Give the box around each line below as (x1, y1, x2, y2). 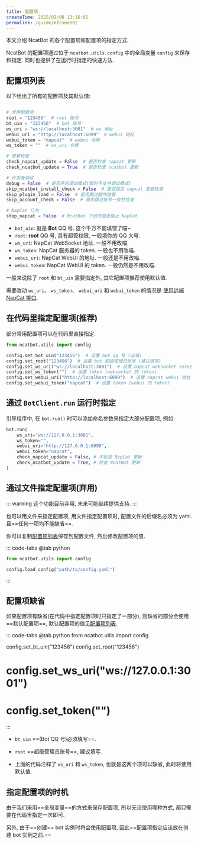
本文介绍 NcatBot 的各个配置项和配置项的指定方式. (6, 37, 129, 44)
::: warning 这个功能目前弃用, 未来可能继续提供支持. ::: (6, 500, 137, 507)
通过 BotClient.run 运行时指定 (6, 398, 116, 408)
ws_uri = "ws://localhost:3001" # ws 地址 (6, 126, 113, 132)
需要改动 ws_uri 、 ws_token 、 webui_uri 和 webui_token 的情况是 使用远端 (6, 287, 184, 294)
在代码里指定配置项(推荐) (6, 313, 98, 323)
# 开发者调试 (6, 175, 34, 181)
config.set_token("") (6, 704, 111, 717)
